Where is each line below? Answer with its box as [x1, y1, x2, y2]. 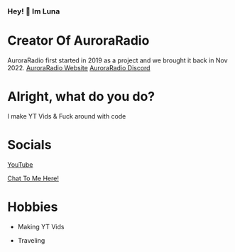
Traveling [17, 236, 45, 244]
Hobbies [7, 199, 58, 215]
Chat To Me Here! [7, 174, 59, 182]
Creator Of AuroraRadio [7, 33, 150, 49]
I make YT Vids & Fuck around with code [7, 111, 126, 120]
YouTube [7, 160, 33, 169]
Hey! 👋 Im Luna [7, 6, 60, 16]
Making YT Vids [17, 222, 65, 231]
